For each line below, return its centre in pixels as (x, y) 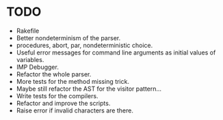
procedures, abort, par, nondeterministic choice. (84, 45)
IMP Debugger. (37, 67)
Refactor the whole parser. (54, 74)
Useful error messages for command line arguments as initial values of (116, 52)
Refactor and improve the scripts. (63, 103)
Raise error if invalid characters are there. (75, 110)
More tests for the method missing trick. (73, 81)
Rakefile (28, 31)
